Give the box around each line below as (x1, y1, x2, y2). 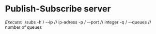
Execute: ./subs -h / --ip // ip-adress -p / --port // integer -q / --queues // (5, 19, 152, 25)
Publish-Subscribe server (5, 3, 111, 14)
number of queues (5, 24, 42, 30)
